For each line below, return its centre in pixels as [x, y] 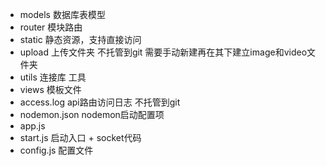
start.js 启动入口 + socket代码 [80, 137]
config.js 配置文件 [56, 150]
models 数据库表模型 [62, 14]
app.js [32, 126]
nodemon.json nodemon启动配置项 [92, 114]
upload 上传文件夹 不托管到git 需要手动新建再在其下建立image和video [163, 52]
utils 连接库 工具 [53, 77]
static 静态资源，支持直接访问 [80, 39]
